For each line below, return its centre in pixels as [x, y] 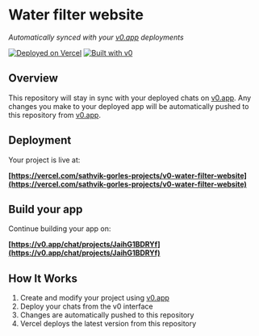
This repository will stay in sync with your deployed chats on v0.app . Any [130, 98]
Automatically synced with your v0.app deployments [96, 37]
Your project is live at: [44, 160]
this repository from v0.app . [54, 115]
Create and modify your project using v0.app [94, 298]
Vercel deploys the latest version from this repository [108, 324]
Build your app [46, 209]
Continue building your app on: [60, 229]
